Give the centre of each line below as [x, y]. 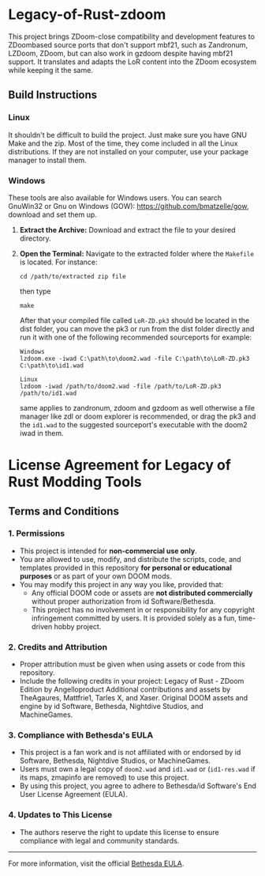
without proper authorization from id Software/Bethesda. [123, 601]
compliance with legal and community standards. [99, 840]
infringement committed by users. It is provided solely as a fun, [134, 618]
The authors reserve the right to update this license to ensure [119, 832]
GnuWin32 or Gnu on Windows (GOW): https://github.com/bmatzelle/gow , [129, 206]
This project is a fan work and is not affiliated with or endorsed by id [130, 753]
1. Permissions [37, 533]
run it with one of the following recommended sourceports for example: [136, 337]
